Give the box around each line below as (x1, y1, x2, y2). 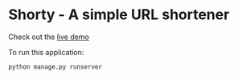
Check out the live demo (8, 32, 90, 41)
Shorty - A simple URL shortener (8, 6, 230, 24)
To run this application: (8, 47, 84, 57)
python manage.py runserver (8, 62, 103, 71)
